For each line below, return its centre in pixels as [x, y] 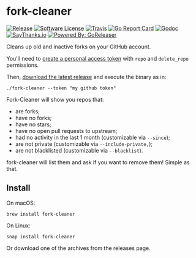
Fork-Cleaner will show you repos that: [55, 99]
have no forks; [33, 118]
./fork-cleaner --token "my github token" [61, 88]
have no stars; [33, 124]
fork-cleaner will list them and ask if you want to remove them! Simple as [98, 162]
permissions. [23, 65]
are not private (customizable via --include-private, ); [84, 144]
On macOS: [21, 203]
